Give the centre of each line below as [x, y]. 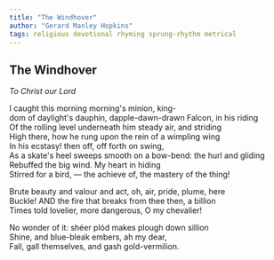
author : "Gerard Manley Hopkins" [71, 26]
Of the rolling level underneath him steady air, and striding [116, 127]
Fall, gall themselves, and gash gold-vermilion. [94, 247]
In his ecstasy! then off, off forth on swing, [87, 146]
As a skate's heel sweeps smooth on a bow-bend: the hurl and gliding [137, 155]
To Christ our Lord [43, 91]
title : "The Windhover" [53, 17]
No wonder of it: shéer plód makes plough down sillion [109, 228]
